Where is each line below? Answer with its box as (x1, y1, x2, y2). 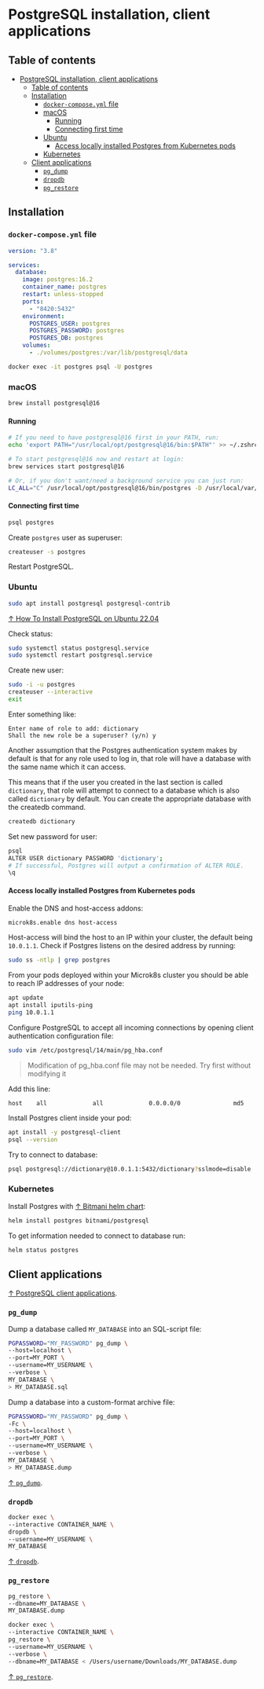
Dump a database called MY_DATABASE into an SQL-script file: (8, 1324, 202, 1333)
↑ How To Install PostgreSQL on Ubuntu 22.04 (8, 614, 159, 623)
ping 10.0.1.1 (8, 1009, 55, 1017)
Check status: (8, 628, 53, 638)
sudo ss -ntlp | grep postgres (8, 956, 111, 964)
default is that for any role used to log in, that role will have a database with (8, 753, 251, 763)
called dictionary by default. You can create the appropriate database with (8, 793, 251, 803)
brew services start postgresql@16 (8, 462, 125, 471)
